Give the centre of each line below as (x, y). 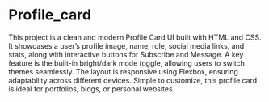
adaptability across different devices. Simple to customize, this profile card (133, 80)
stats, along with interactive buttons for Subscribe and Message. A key (126, 54)
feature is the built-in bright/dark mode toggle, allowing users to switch (126, 63)
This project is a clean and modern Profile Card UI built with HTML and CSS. (135, 37)
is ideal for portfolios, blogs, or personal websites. (92, 89)
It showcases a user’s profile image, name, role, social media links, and (126, 45)
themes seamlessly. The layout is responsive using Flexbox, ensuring (123, 71)
